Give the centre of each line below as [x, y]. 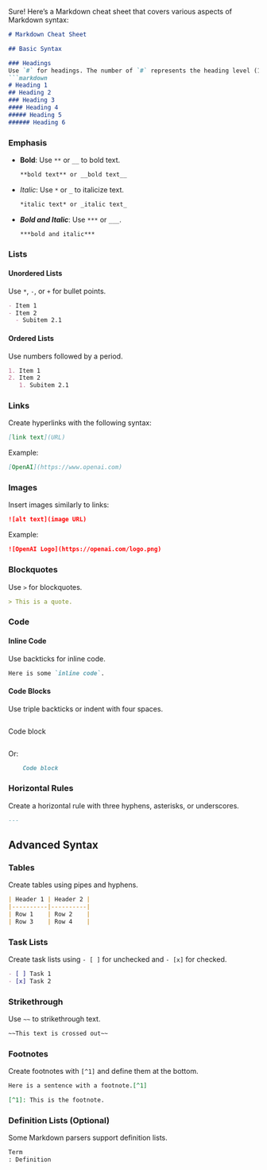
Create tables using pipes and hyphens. [74, 885]
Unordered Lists [35, 273]
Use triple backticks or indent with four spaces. [86, 709]
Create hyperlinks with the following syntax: [80, 423]
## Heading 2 [30, 93]
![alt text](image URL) [48, 520]
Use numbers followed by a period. [66, 356]
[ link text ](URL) [37, 438]
